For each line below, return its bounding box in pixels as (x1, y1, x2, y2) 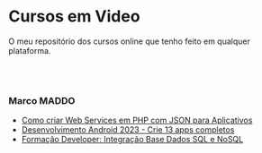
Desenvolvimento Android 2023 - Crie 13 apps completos (21, 124, 235, 135)
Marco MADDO (8, 94, 76, 106)
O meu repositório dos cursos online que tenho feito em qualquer (8, 36, 251, 47)
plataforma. (8, 45, 51, 55)
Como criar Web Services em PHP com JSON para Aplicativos (21, 115, 253, 126)
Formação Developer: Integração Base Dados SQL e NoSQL (21, 134, 244, 145)
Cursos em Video (8, 6, 140, 27)
